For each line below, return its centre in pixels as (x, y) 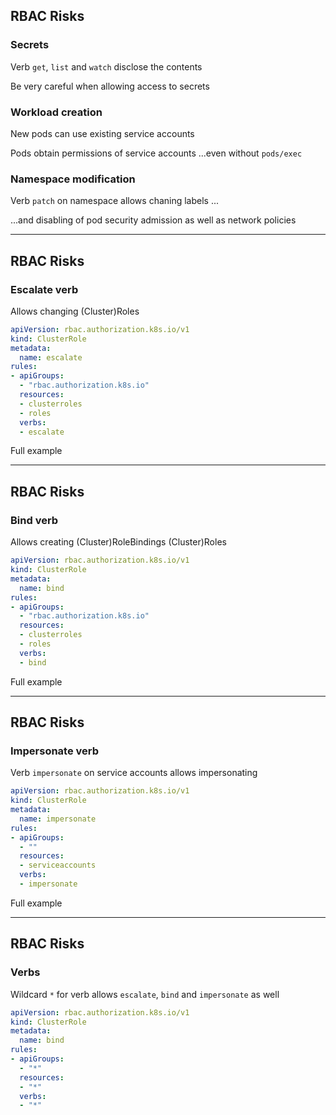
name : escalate (51, 357)
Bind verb (34, 520)
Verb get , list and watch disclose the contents (106, 66)
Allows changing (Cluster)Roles (75, 311)
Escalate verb (44, 289)
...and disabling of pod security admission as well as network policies (153, 220)
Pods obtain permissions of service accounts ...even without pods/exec (156, 153)
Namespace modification (73, 179)
